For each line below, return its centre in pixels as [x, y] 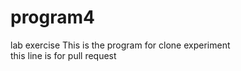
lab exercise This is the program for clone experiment [120, 45]
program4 [52, 17]
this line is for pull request [63, 55]
